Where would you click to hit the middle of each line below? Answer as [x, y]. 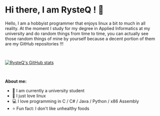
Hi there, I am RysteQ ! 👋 [55, 10]
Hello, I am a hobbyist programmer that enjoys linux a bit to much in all [75, 23]
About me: [16, 81]
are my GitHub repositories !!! [34, 43]
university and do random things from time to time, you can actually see [77, 33]
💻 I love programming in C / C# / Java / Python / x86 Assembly [75, 101]
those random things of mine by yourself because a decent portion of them [80, 39]
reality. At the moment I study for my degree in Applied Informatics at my [78, 28]
